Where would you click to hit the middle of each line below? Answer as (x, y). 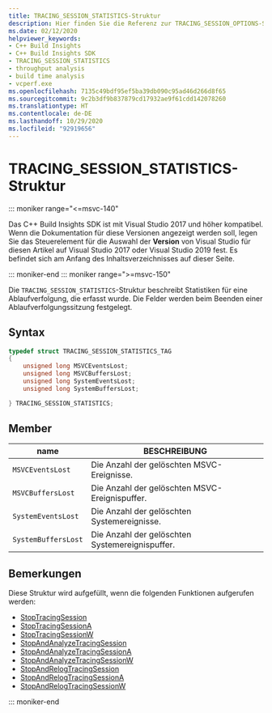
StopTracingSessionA (56, 626)
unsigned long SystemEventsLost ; (79, 381)
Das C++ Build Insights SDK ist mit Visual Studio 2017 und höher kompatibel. (136, 224)
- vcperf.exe (30, 83)
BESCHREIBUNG (175, 452)
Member (30, 429)
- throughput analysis (47, 69)
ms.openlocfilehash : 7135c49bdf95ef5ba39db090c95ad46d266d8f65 (117, 91)
